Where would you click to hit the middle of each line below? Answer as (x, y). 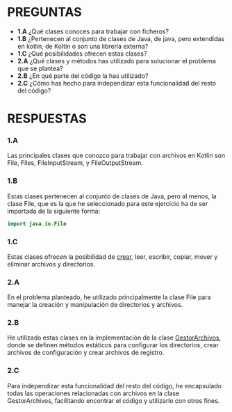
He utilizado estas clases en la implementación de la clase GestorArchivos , (114, 338)
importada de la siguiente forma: (54, 211)
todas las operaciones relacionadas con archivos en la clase (93, 393)
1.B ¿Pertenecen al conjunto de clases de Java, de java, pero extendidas (121, 38)
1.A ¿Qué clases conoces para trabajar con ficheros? (93, 31)
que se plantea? (40, 68)
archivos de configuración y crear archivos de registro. (86, 353)
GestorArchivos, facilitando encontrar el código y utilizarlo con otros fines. (114, 400)
